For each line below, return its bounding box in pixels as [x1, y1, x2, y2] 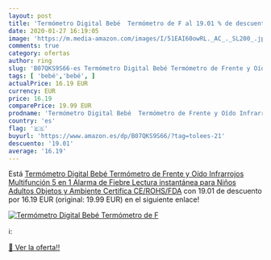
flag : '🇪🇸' [8, 124, 48, 132]
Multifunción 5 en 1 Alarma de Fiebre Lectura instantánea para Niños [8, 178, 236, 187]
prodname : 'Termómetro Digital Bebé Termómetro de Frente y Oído [8, 110, 236, 118]
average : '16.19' [8, 147, 67, 155]
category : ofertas [8, 49, 70, 57]
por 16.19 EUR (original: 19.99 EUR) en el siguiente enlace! [8, 195, 200, 204]
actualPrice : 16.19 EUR [8, 79, 89, 87]
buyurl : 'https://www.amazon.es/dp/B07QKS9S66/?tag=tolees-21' [8, 132, 226, 140]
